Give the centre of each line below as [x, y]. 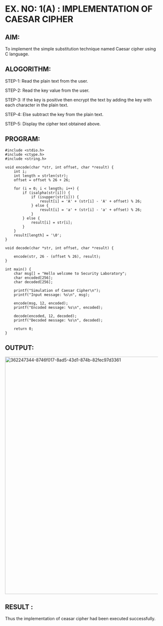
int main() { [18, 269]
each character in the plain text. [37, 105]
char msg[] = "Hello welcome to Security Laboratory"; [70, 273]
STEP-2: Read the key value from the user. [47, 90]
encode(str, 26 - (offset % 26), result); [57, 256]
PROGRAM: [23, 139]
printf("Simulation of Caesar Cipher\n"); [57, 290]
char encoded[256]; [33, 278]
